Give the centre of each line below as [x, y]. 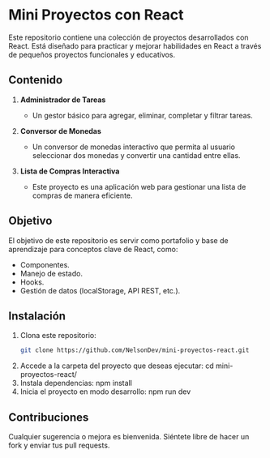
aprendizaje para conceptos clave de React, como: [93, 249]
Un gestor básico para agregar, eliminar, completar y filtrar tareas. [142, 115]
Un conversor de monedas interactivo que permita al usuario [133, 147]
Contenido [36, 80]
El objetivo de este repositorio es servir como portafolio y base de [118, 240]
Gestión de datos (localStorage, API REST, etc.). [100, 290]
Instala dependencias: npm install [76, 383]
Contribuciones [49, 417]
